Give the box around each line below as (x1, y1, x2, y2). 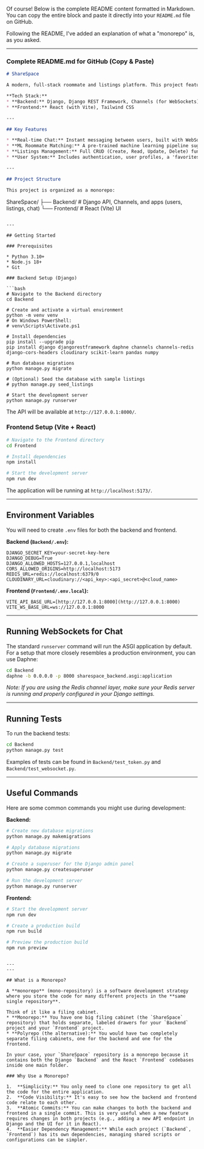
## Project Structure (6, 176, 61, 182)
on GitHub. (6, 18, 33, 25)
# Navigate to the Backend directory (6, 291, 102, 297)
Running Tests (6, 713, 62, 724)
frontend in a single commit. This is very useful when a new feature (6, 1110, 189, 1117)
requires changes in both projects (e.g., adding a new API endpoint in (6, 1116, 194, 1122)
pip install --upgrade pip (6, 339, 75, 345)
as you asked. (6, 36, 41, 43)
